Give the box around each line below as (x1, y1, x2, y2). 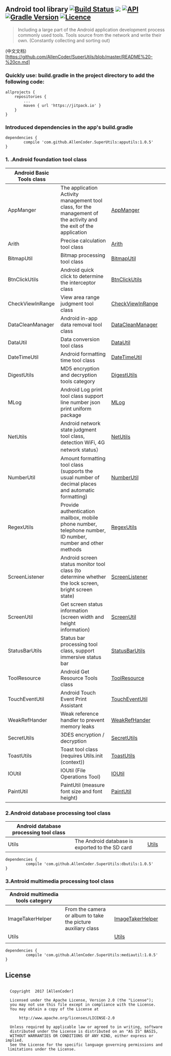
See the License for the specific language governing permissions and (10, 1042, 163, 1047)
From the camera (65, 906, 106, 913)
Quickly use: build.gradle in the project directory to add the (5, 72, 155, 79)
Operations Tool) (60, 773, 101, 780)
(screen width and (60, 613, 104, 620)
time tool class (60, 357, 95, 364)
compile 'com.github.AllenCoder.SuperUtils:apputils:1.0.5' (23, 140, 154, 145)
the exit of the (60, 222, 94, 229)
